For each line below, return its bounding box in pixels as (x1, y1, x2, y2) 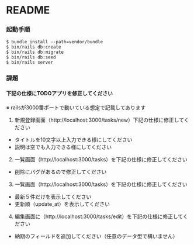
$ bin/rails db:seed (6, 54, 57, 60)
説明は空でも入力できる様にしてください (14, 143, 112, 150)
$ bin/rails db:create (6, 44, 61, 50)
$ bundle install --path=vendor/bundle (6, 39, 103, 45)
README (6, 4, 50, 17)
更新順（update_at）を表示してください (14, 200, 110, 208)
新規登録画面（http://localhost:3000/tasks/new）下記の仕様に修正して (14, 116, 184, 123)
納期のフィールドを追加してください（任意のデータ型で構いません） (14, 232, 178, 240)
